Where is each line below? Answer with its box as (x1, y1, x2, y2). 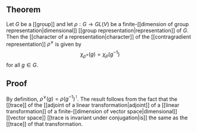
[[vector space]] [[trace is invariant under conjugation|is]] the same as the (6, 114, 188, 121)
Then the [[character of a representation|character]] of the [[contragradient (6, 33, 192, 40)
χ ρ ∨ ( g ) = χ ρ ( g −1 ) (80, 50, 120, 59)
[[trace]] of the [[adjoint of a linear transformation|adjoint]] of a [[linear (6, 102, 180, 109)
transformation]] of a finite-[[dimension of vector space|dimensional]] (6, 108, 177, 115)
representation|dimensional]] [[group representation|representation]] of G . (6, 27, 189, 34)
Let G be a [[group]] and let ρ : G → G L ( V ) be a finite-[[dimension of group (6, 20, 189, 27)
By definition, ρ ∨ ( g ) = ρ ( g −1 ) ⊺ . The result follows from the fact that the (6, 94, 177, 103)
